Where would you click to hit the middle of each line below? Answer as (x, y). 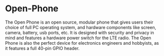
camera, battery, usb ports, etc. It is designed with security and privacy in (80, 32)
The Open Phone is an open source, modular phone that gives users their (79, 22)
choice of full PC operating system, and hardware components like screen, (81, 27)
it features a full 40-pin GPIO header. (42, 48)
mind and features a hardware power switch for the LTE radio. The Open (78, 38)
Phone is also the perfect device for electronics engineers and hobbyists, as (82, 43)
